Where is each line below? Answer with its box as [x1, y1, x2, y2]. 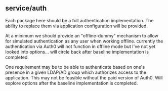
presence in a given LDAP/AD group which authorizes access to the [5, 69, 147, 75]
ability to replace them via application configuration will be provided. [5, 23, 148, 29]
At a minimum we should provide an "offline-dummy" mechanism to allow [5, 32, 158, 38]
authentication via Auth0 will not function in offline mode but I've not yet [5, 43, 156, 50]
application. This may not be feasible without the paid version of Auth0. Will [5, 74, 163, 80]
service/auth [5, 4, 47, 13]
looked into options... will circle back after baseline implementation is [5, 49, 149, 55]
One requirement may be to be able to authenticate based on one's [5, 64, 145, 70]
